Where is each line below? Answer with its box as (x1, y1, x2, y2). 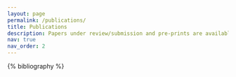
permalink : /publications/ (7, 17, 86, 24)
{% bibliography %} (7, 62, 65, 70)
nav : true (7, 36, 37, 43)
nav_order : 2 (7, 43, 46, 50)
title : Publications (7, 23, 68, 30)
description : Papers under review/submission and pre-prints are (7, 29, 202, 37)
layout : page (7, 10, 46, 17)
